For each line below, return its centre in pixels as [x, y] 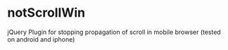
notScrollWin [46, 13]
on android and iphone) [41, 39]
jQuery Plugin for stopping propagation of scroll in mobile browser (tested [114, 32]
